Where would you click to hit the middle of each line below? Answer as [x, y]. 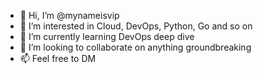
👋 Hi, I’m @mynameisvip [69, 15]
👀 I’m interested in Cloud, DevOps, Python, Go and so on [136, 26]
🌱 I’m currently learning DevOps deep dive [107, 36]
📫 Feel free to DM [58, 58]
